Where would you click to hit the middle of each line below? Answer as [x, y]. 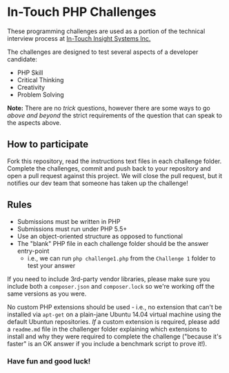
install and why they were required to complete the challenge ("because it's [114, 336]
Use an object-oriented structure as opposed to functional [100, 236]
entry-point [33, 251]
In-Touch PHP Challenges [82, 12]
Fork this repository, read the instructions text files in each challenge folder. [114, 161]
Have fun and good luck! [49, 361]
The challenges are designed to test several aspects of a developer [103, 52]
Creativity [31, 87]
